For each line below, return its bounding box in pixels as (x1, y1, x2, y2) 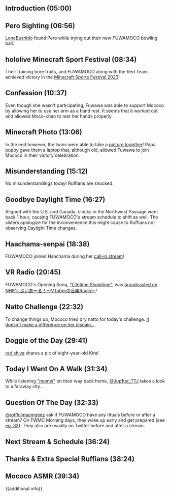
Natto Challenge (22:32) (5, 302, 84, 311)
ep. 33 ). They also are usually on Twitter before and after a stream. (5, 423, 145, 429)
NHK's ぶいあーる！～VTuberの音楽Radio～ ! (5, 287, 97, 293)
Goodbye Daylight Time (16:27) (5, 195, 106, 204)
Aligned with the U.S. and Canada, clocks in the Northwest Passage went (5, 209, 158, 215)
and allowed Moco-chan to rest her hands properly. (5, 113, 113, 119)
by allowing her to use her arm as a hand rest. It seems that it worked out (5, 107, 158, 114)
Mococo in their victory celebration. (5, 152, 80, 158)
